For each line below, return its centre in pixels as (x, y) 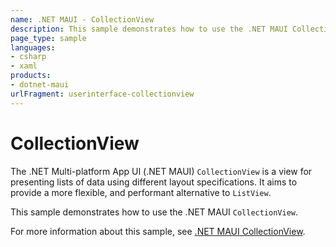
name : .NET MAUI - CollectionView (82, 19)
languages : (33, 47)
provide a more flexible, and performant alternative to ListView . (141, 192)
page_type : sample (48, 38)
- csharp (28, 57)
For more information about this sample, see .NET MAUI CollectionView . (158, 231)
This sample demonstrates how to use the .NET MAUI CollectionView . (154, 212)
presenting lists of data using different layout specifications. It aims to (154, 182)
